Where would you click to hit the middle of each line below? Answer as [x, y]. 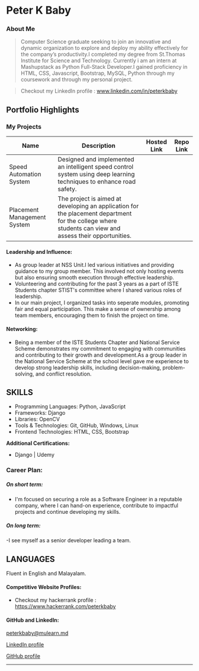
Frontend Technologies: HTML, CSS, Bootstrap [72, 432]
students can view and [89, 228]
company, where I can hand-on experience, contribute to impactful [97, 505]
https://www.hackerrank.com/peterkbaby [65, 606]
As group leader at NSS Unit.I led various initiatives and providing [94, 265]
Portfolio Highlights [43, 109]
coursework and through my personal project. [77, 79]
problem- [174, 367]
